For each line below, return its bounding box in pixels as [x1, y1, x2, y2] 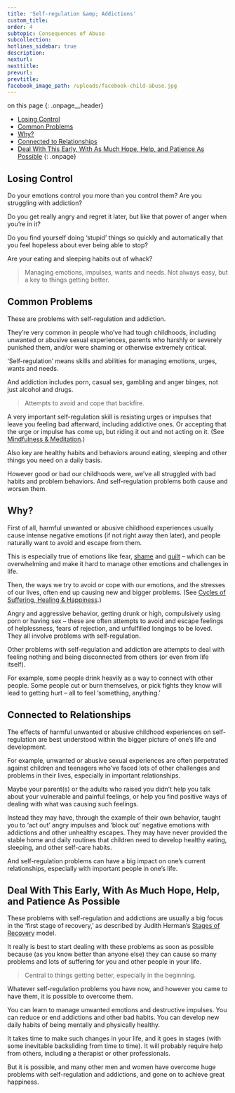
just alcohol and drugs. [7, 385, 74, 393]
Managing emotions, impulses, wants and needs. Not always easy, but [24, 268, 228, 277]
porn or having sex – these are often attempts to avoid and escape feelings [7, 616, 224, 625]
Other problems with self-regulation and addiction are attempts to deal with [7, 645, 225, 653]
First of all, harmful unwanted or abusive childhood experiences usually [7, 523, 214, 532]
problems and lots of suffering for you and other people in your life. [7, 957, 202, 966]
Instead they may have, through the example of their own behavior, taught [7, 813, 221, 822]
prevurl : [7, 69, 33, 76]
